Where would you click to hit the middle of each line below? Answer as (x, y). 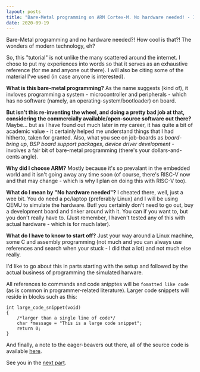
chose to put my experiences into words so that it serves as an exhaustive (97, 64)
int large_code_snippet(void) (44, 308)
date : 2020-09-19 (28, 23)
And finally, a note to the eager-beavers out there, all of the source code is (98, 345)
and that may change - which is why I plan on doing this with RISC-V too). (96, 181)
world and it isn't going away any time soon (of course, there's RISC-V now (98, 175)
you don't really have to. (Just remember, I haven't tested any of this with (96, 218)
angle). (30, 157)
